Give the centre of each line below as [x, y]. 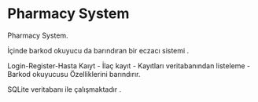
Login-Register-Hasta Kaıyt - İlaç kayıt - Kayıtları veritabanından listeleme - [129, 66]
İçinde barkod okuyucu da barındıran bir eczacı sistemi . [98, 50]
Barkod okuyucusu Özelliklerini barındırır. [74, 74]
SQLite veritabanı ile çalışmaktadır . [64, 89]
